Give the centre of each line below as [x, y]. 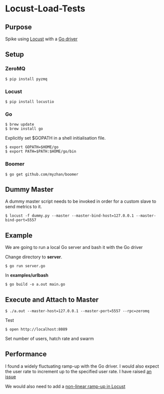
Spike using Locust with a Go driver [41, 39]
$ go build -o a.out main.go [35, 284]
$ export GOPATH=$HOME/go [32, 147]
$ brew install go [24, 129]
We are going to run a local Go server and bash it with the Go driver [74, 247]
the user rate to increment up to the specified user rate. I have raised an [79, 371]
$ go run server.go [25, 266]
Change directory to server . [34, 257]
